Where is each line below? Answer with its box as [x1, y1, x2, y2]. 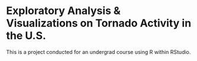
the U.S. [6, 29, 46, 42]
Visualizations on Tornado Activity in [6, 16, 192, 30]
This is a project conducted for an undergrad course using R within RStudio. [6, 48, 191, 55]
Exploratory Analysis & [6, 4, 121, 18]
